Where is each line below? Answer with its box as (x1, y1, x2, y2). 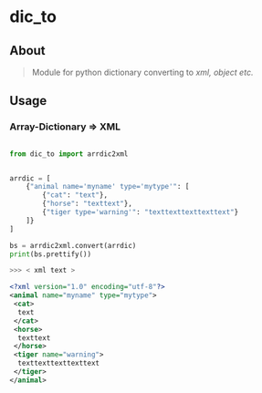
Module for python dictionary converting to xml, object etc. (31, 67, 254, 78)
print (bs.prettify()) (9, 249, 92, 259)
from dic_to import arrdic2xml (9, 149, 129, 159)
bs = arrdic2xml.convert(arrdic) (9, 241, 137, 250)
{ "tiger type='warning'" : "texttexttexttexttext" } (42, 208, 239, 217)
